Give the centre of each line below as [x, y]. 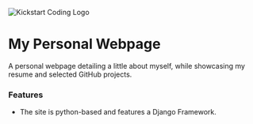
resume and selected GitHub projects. [70, 74]
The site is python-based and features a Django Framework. [118, 112]
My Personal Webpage [84, 44]
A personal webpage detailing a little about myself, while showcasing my [127, 66]
